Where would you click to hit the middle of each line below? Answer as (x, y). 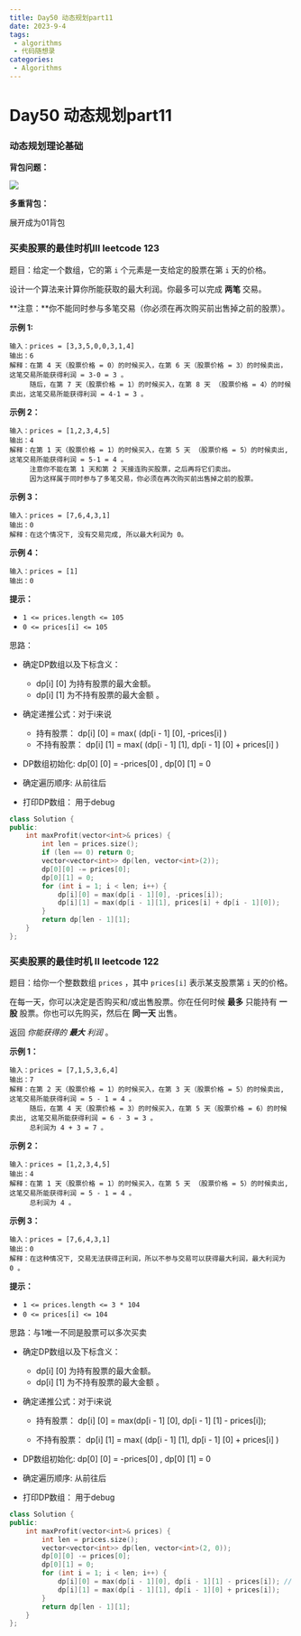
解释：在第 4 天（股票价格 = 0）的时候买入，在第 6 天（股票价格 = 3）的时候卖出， (148, 365)
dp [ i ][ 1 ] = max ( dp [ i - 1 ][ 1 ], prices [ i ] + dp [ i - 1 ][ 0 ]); (169, 903)
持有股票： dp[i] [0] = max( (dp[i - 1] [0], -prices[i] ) (131, 733)
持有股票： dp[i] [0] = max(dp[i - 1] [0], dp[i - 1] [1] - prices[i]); (151, 1421)
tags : (19, 34)
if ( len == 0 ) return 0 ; (88, 853)
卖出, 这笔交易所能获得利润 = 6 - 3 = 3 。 (83, 1119)
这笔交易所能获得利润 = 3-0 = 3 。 (68, 375)
